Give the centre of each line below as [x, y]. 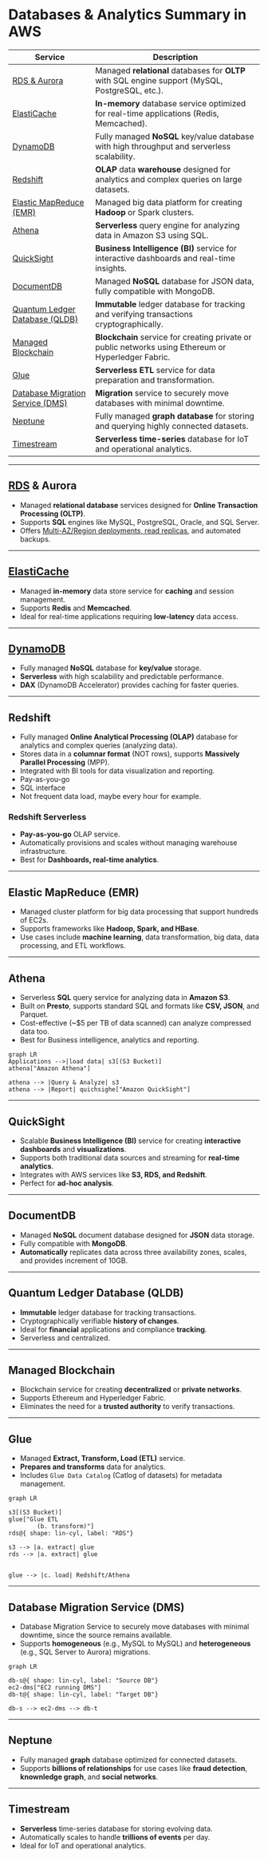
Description [175, 57]
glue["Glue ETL [33, 1519]
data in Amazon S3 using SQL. [152, 235]
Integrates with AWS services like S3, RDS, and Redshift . [113, 1174]
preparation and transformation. [155, 379]
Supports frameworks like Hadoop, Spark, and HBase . [109, 929]
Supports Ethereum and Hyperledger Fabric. [93, 1398]
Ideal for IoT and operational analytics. [83, 1845]
